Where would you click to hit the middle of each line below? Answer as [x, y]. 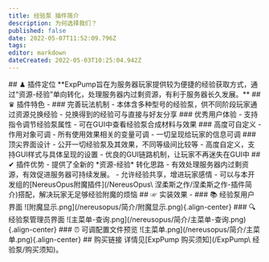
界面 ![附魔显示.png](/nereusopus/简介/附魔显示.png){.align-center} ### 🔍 [132, 207]
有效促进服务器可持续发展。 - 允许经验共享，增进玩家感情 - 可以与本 [135, 174]
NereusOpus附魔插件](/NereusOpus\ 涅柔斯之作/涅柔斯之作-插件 [139, 184]
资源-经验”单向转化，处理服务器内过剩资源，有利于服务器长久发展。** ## [140, 94]
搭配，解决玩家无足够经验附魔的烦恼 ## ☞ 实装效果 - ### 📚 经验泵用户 [137, 194]
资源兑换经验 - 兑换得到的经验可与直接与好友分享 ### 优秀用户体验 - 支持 [137, 114]
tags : [17, 46]
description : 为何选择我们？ [53, 23]
